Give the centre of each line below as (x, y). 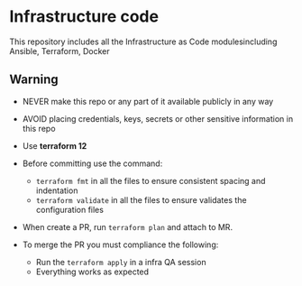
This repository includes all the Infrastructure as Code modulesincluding (143, 42)
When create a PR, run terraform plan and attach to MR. (127, 226)
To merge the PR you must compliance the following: (120, 244)
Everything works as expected (92, 272)
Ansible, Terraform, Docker (59, 51)
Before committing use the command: (92, 163)
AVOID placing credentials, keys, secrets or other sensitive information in (158, 118)
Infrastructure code (84, 17)
